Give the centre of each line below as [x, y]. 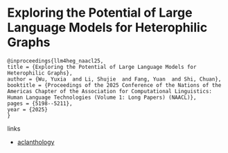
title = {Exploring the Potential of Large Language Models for [102, 67]
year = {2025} [28, 109]
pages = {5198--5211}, [40, 103]
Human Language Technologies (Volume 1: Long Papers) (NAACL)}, [102, 97]
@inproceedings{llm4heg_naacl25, [55, 61]
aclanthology [36, 142]
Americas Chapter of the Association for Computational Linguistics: [110, 91]
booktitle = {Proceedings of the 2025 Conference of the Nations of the [114, 85]
